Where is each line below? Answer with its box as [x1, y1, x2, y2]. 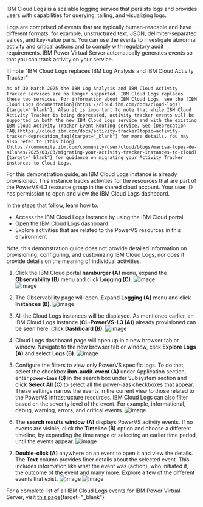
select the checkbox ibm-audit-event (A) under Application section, [15, 368, 187, 375]
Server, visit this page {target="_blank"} [6, 494, 105, 500]
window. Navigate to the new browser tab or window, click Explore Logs [15, 343, 196, 350]
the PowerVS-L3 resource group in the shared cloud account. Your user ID [6, 183, 193, 191]
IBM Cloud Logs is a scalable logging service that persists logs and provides [6, 5, 198, 12]
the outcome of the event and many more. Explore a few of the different [15, 469, 195, 476]
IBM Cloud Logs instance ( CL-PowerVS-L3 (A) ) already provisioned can [15, 319, 196, 325]
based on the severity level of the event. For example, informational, [15, 400, 186, 407]
